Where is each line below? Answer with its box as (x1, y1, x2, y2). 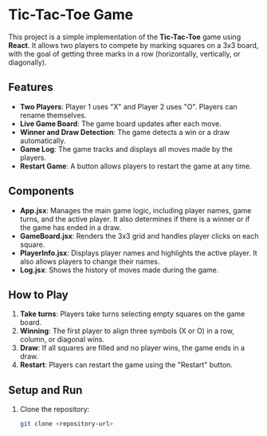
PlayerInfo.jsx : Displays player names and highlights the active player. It (19, 248, 257, 257)
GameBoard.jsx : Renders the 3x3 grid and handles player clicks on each (19, 231, 259, 240)
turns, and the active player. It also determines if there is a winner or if (19, 214, 250, 224)
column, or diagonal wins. (19, 335, 105, 344)
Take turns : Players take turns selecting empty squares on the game (19, 309, 245, 319)
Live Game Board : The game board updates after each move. (19, 118, 222, 129)
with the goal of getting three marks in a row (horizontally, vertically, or (8, 49, 241, 58)
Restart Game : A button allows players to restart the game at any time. (19, 161, 253, 171)
